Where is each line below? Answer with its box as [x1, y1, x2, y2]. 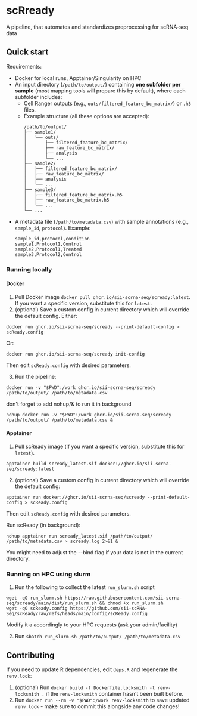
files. [23, 106, 36, 113]
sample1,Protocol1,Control [14, 241, 82, 247]
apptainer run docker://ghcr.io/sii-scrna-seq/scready [6, 495, 145, 501]
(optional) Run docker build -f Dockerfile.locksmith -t [14, 684, 155, 691]
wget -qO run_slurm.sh [6, 595, 62, 601]
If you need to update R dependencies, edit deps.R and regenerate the [6, 666, 178, 673]
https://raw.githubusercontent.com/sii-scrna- [64, 595, 183, 601]
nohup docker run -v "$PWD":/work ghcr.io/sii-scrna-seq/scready [6, 412, 171, 418]
